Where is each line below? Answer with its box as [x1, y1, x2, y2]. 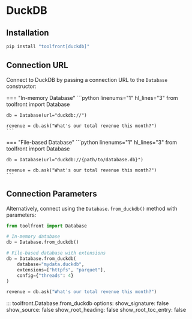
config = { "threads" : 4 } [17, 272, 74, 279]
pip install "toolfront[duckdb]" [6, 43, 90, 49]
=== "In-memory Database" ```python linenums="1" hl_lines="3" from [6, 94, 178, 101]
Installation [6, 28, 49, 38]
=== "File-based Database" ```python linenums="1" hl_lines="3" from [6, 138, 178, 146]
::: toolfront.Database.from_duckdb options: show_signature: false [6, 300, 169, 307]
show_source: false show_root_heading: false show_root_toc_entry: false [6, 306, 187, 314]
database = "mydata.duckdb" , [17, 261, 85, 267]
